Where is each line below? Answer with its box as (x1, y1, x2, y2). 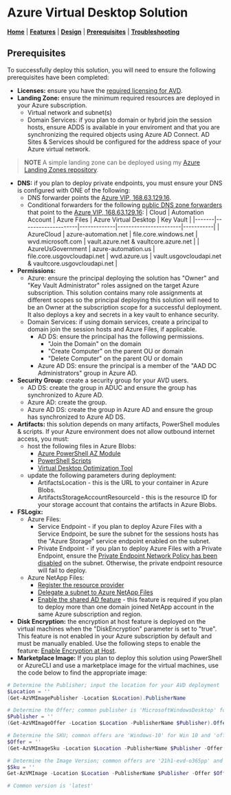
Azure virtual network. (27, 144, 91, 153)
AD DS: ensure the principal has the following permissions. (37, 332, 204, 340)
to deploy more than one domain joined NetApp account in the (37, 602, 214, 611)
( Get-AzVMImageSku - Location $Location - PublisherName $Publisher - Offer (7, 745, 223, 752)
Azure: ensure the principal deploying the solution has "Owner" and (27, 274, 219, 282)
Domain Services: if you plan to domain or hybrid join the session (27, 116, 212, 124)
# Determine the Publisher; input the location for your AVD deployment (7, 682, 220, 688)
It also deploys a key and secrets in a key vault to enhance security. (27, 310, 219, 318)
